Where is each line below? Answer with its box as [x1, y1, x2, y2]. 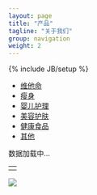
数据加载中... [8, 149, 51, 159]
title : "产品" [8, 19, 54, 28]
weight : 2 [8, 42, 42, 50]
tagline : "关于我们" [8, 27, 73, 35]
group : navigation [8, 34, 70, 43]
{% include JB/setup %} [8, 64, 89, 74]
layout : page [8, 11, 53, 20]
